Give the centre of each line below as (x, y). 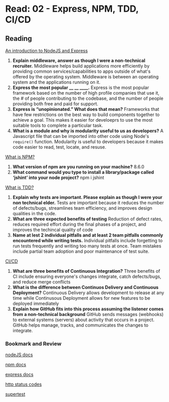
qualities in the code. (35, 213)
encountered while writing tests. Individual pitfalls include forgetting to (88, 240)
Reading (19, 38)
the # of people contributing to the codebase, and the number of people (88, 98)
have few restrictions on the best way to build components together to (86, 114)
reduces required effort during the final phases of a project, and (79, 224)
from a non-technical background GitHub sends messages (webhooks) (88, 314)
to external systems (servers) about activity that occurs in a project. (83, 320)
